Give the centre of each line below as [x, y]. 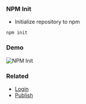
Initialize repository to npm [47, 22]
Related [17, 76]
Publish [24, 95]
